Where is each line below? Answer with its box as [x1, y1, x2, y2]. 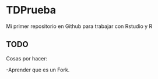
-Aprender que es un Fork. [6, 66, 70, 73]
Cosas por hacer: [6, 55, 48, 62]
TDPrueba [6, 3, 57, 17]
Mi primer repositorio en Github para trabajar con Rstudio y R [6, 23, 153, 30]
